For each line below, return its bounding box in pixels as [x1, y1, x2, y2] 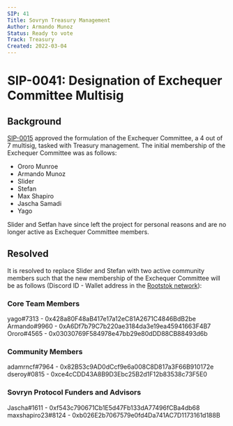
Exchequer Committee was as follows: [7, 149, 117, 157]
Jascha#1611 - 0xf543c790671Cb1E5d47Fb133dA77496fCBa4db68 [7, 403, 200, 412]
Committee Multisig [7, 88, 124, 103]
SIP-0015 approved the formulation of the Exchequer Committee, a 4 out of [7, 134, 223, 142]
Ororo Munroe [17, 162, 59, 170]
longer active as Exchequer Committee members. [7, 228, 150, 236]
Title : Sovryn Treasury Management [7, 17, 111, 24]
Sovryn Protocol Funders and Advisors [7, 388, 142, 397]
